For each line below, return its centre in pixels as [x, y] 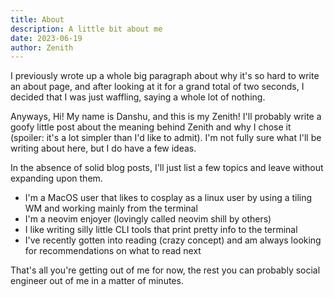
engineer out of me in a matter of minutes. [97, 281]
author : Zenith [42, 47]
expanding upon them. [56, 178]
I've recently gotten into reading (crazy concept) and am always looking [173, 240]
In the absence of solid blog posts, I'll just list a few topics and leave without [167, 168]
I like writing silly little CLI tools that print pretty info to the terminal [161, 230]
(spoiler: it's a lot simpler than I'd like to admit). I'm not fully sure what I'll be [166, 138]
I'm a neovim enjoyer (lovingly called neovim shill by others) [148, 219]
